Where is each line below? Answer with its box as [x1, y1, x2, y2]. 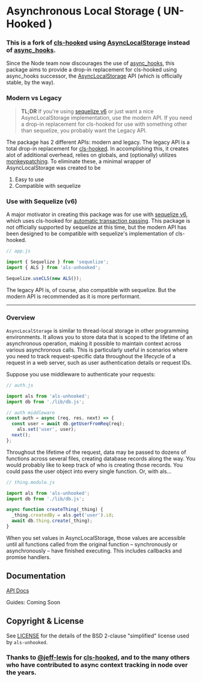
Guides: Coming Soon [6, 598, 61, 606]
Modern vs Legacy [6, 94, 62, 102]
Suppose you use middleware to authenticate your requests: [6, 370, 156, 377]
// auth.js [6, 382, 34, 388]
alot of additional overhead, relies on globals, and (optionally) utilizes [6, 151, 177, 158]
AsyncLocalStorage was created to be [6, 164, 101, 171]
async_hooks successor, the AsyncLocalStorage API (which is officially [6, 72, 183, 79]
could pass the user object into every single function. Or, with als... [6, 468, 172, 475]
